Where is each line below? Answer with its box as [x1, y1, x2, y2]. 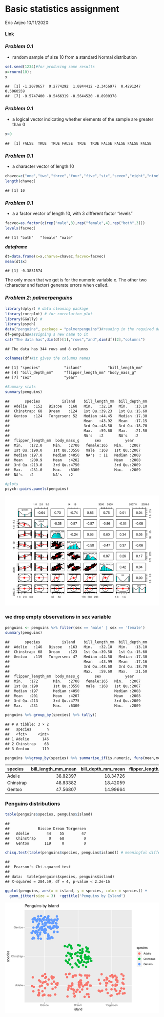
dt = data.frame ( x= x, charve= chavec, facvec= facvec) [5, 254, 106, 259]
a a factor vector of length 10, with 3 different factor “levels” [12, 210, 133, 216]
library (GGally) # [5, 317, 42, 322]
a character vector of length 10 [12, 163, 74, 169]
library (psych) [5, 322, 36, 326]
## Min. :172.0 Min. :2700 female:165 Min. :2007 [5, 443, 141, 448]
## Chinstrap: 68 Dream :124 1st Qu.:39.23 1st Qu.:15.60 [5, 409, 147, 414]
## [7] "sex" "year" [5, 375, 78, 380]
